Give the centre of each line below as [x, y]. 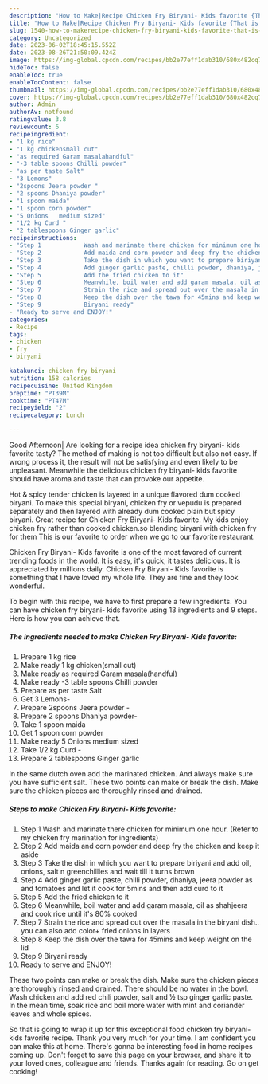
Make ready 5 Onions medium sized [79, 741]
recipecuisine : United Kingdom [61, 386]
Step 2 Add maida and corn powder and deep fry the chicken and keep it [140, 846]
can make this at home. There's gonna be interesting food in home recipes [131, 1046]
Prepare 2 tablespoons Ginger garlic [80, 758]
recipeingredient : [39, 134]
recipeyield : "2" [38, 408]
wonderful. [27, 586]
